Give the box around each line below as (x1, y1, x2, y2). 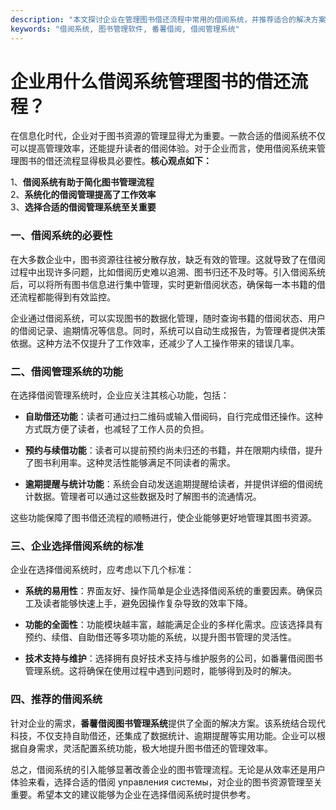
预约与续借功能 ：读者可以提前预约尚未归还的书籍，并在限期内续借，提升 (24, 444, 323, 456)
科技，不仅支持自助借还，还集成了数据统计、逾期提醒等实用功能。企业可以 (10, 729, 317, 741)
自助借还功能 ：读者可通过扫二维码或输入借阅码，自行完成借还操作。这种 (24, 411, 323, 423)
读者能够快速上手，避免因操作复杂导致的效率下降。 (42, 597, 253, 610)
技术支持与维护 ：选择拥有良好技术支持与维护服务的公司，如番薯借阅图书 (24, 652, 323, 665)
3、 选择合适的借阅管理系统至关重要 (10, 201, 157, 213)
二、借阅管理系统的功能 (10, 364, 123, 378)
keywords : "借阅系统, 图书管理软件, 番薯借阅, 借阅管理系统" (10, 24, 240, 34)
